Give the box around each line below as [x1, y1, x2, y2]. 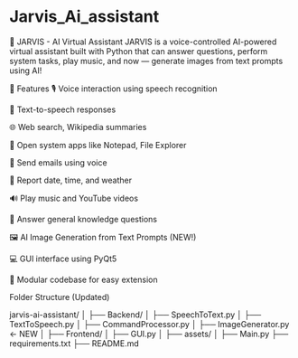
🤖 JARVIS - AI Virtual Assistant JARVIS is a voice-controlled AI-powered [9, 36, 277, 47]
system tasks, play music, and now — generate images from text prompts [9, 55, 284, 66]
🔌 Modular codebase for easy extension [9, 274, 158, 285]
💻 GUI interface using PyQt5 [9, 253, 117, 264]
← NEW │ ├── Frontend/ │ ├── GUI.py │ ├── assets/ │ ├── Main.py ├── [9, 328, 289, 339]
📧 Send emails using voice [9, 156, 107, 168]
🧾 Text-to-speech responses [9, 104, 116, 115]
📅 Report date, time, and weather [9, 174, 133, 185]
